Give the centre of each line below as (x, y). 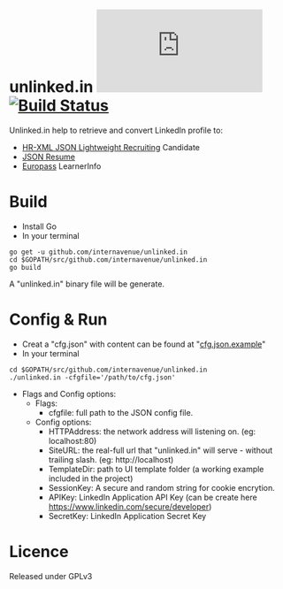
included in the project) (91, 478)
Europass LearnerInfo (61, 166)
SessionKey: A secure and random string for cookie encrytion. (162, 487)
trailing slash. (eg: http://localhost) (111, 459)
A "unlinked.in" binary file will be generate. (87, 284)
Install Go (39, 226)
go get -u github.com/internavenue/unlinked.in (99, 252)
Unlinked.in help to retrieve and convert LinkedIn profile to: (116, 130)
